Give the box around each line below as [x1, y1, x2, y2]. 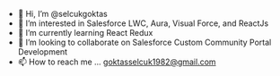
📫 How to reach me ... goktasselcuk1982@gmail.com [17, 56, 217, 67]
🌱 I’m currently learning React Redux [17, 28, 153, 38]
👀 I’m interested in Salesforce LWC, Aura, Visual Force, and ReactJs [17, 18, 269, 29]
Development [17, 46, 68, 57]
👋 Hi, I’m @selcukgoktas [17, 9, 108, 19]
